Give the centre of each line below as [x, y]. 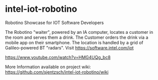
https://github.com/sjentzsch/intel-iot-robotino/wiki [57, 72]
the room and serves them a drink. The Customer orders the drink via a [77, 37]
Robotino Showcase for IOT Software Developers [55, 23]
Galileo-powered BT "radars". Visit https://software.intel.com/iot [69, 48]
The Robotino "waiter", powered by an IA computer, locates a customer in [79, 32]
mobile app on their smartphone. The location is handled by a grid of [74, 42]
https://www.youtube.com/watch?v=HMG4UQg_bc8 [58, 57]
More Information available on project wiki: [48, 67]
